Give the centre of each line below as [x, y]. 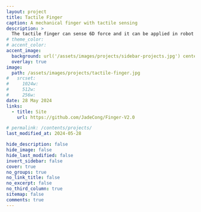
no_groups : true [26, 172]
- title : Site [29, 112]
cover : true [21, 167]
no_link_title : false [33, 178]
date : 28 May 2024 [29, 100]
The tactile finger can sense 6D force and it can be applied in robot [103, 34]
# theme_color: [25, 39]
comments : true [25, 200]
